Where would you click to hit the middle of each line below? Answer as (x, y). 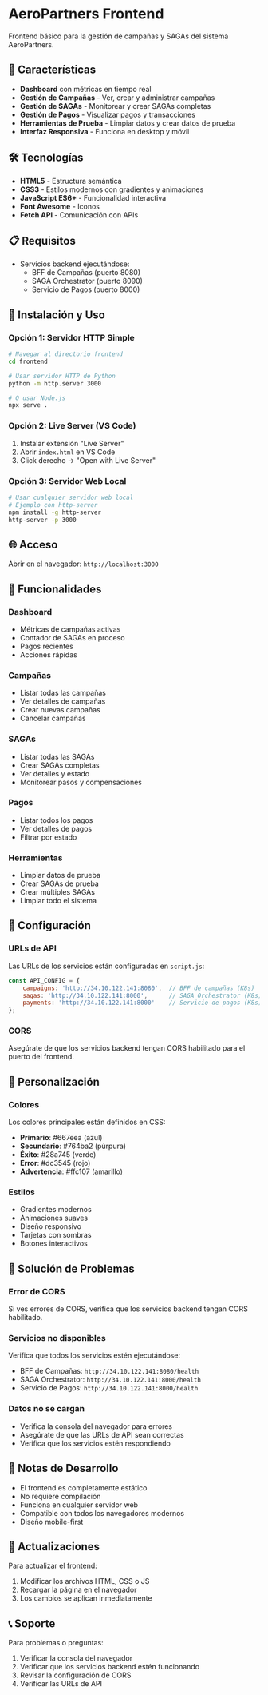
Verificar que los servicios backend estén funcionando (110, 1667)
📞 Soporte (32, 1623)
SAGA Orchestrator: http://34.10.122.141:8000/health (110, 1379)
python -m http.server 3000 (55, 383)
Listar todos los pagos (56, 820)
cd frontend (28, 361)
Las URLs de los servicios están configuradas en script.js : (106, 966)
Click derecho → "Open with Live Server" (88, 460)
